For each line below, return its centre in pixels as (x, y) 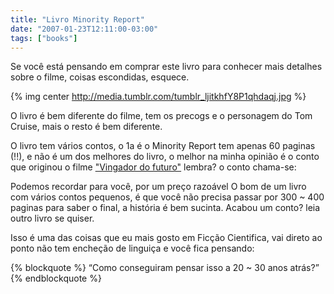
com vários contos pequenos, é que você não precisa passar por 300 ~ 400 (167, 197)
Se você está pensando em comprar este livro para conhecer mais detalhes (166, 67)
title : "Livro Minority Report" (77, 19)
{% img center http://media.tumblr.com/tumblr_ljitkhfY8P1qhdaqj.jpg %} (158, 97)
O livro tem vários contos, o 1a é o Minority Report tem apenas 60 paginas (163, 146)
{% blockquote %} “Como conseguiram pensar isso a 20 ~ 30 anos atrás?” (165, 268)
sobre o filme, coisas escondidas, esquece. (100, 77)
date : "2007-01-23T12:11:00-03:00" (84, 29)
